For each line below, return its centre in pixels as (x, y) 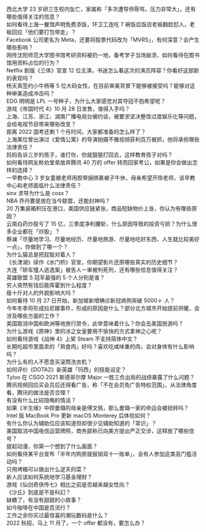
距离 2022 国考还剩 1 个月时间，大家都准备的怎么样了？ (76, 132)
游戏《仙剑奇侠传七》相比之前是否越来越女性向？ (68, 484)
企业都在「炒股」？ (36, 231)
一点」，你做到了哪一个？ (37, 247)
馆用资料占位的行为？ (33, 63)
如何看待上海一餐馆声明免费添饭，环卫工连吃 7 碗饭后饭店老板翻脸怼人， (98, 24)
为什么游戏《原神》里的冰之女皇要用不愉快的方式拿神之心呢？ (84, 331)
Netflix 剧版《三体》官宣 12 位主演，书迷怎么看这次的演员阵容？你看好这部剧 (103, 70)
